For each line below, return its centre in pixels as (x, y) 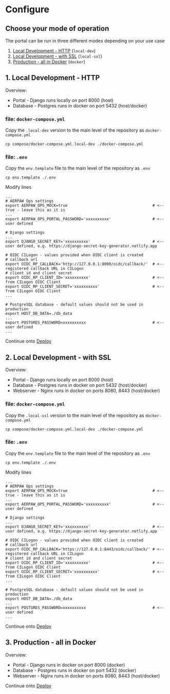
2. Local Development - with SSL (58, 357)
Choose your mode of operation (57, 29)
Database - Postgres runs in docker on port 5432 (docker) (74, 670)
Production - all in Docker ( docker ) (49, 62)
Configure (27, 10)
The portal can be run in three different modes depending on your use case (85, 41)
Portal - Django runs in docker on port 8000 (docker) (69, 665)
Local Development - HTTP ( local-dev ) (54, 51)
